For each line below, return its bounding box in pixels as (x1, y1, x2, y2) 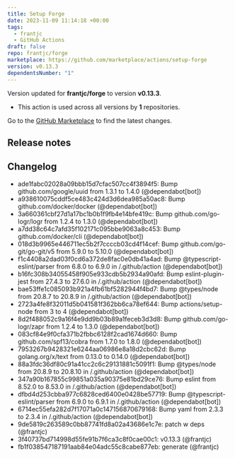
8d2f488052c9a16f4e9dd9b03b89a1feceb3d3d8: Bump (17, 315, 182, 323)
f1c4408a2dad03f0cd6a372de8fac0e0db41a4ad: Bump (17, 254, 182, 263)
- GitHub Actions (13, 37, 65, 44)
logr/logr (17, 217, 43, 225)
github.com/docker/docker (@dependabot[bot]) (17, 202, 158, 211)
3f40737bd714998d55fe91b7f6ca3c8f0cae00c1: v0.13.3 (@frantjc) (17, 435, 212, 443)
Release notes (7, 136, 71, 148)
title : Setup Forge (7, 10, 65, 18)
